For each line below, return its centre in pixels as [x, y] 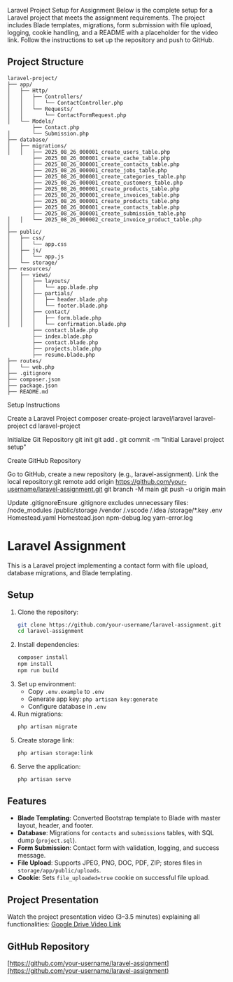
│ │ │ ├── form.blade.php [54, 318]
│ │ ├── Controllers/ [45, 97]
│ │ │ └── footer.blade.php [58, 306]
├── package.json [33, 386]
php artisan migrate [47, 726]
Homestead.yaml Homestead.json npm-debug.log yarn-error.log [100, 517]
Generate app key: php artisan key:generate [93, 699]
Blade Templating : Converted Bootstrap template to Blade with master [119, 818]
